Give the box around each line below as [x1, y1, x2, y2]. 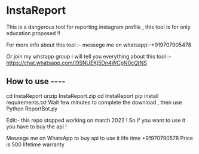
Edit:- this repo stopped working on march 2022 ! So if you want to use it [6, 116, 186, 124]
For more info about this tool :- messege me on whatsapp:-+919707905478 [6, 41, 192, 48]
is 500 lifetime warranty [6, 141, 65, 148]
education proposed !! [6, 29, 61, 36]
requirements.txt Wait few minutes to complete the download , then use [6, 98, 182, 106]
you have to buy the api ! [6, 123, 68, 130]
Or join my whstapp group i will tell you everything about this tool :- [6, 53, 172, 60]
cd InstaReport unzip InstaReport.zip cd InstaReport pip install [6, 92, 159, 99]
